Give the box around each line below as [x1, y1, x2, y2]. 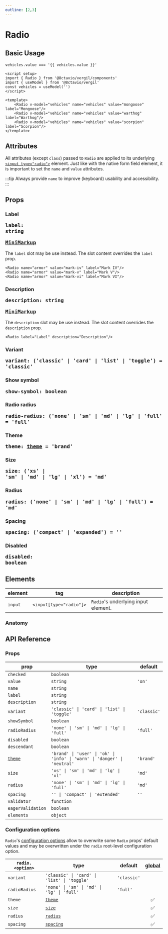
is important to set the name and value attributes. [5, 166, 104, 172]
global [144, 862, 160, 869]
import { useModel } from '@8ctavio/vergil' [5, 80, 99, 85]
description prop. [5, 325, 42, 331]
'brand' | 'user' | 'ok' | [50, 751, 115, 757]
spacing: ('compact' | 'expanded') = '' [5, 529, 122, 535]
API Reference [5, 635, 51, 643]
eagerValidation [7, 805, 46, 811]
